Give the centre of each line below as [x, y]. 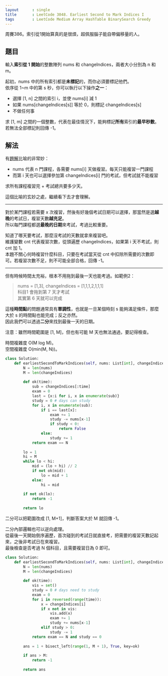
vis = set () [44, 586]
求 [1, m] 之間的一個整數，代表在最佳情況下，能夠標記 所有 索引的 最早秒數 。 [82, 122]
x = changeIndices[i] [63, 604]
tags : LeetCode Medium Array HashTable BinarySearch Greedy [78, 19]
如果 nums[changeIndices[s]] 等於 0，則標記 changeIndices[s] [77, 105]
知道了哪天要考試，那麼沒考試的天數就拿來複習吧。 [58, 235]
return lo [33, 508]
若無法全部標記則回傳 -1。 [32, 128]
